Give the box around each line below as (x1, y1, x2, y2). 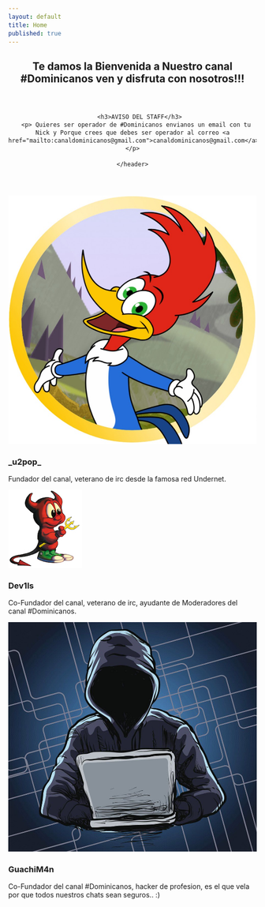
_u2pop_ (8, 456, 42, 467)
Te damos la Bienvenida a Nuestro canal (32, 59, 233, 73)
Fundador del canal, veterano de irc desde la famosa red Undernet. (8, 474, 226, 484)
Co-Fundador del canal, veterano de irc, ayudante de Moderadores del (8, 598, 238, 608)
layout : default (8, 13, 62, 21)
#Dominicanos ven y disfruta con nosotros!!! (20, 72, 245, 85)
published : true (8, 29, 62, 37)
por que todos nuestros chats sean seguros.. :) (8, 890, 160, 900)
